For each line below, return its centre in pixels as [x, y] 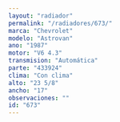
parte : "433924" [35, 68]
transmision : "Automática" [53, 61]
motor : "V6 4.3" [35, 53]
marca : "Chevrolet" [41, 31]
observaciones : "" [39, 98]
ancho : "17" [28, 90]
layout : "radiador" [41, 16]
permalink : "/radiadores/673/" [60, 23]
